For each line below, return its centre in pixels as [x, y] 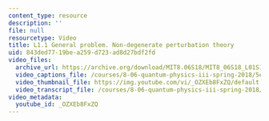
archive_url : [37, 68]
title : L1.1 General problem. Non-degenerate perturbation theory [121, 45]
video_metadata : [35, 97]
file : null [26, 30]
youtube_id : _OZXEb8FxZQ [57, 104]
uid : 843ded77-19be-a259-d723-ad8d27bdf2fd [82, 53]
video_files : [30, 60]
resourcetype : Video [43, 38]
